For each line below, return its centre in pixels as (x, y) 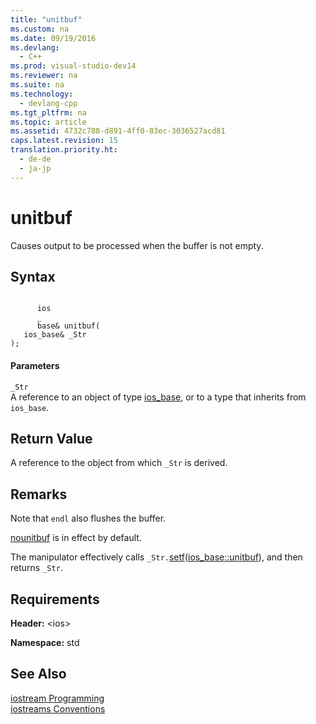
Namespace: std (45, 643)
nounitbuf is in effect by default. (76, 538)
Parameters (35, 365)
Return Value (51, 438)
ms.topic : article (48, 122)
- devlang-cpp (48, 103)
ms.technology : (42, 94)
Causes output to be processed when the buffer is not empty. (137, 245)
